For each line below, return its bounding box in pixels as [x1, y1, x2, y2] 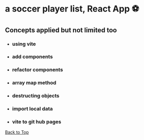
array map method [12, 79, 57, 86]
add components [12, 53, 53, 60]
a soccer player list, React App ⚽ [5, 3, 139, 15]
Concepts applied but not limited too [5, 26, 117, 34]
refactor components [12, 66, 63, 73]
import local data [12, 106, 53, 112]
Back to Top [5, 129, 29, 135]
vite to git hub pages [12, 119, 61, 125]
